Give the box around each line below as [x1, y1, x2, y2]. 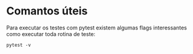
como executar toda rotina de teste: [6, 30, 96, 37]
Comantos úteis [6, 4, 88, 18]
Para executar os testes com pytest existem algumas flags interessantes [6, 24, 187, 31]
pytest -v [6, 42, 32, 48]
